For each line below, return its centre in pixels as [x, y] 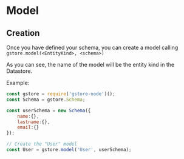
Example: [18, 83]
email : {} [28, 127]
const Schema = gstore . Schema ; [46, 100]
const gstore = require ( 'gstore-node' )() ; [61, 94]
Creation [23, 33]
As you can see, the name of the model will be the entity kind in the [90, 65]
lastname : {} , [34, 122]
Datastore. [19, 71]
